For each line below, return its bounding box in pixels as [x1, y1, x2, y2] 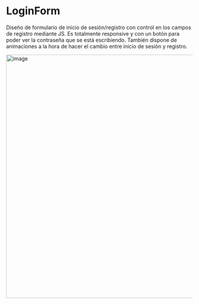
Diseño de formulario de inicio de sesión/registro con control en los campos [6, 24, 191, 31]
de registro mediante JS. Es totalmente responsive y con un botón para [6, 30, 179, 37]
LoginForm [6, 4, 60, 18]
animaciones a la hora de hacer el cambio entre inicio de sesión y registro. [6, 43, 188, 50]
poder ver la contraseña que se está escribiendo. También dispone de [6, 36, 178, 43]
